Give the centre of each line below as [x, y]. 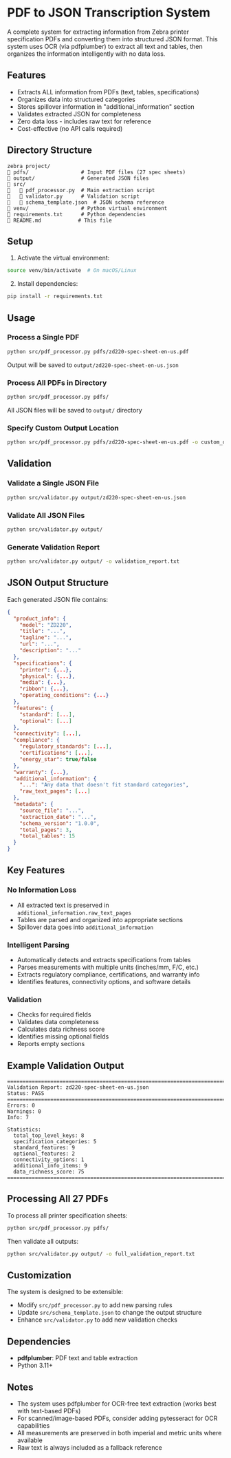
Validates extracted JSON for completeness [79, 114]
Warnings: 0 [24, 1112]
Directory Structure [50, 150]
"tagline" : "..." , [46, 638]
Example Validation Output [66, 1065]
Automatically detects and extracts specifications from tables [104, 959]
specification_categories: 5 [55, 1142]
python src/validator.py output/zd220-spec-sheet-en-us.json [97, 497]
